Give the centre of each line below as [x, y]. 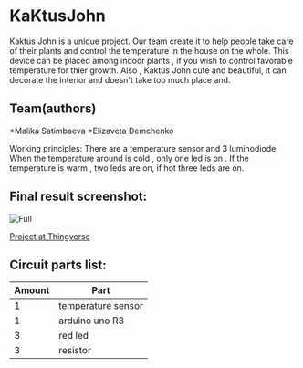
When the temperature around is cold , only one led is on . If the [129, 158]
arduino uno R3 [92, 321]
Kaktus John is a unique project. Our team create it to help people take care [151, 41]
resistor [75, 351]
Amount [32, 290]
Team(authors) [53, 109]
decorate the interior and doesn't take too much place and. [120, 79]
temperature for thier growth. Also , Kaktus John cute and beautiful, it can [148, 70]
